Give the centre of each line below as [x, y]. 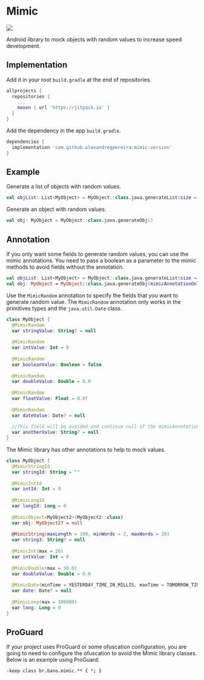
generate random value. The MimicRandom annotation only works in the [93, 301]
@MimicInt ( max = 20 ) [38, 551]
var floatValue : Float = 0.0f [50, 399]
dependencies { [25, 142]
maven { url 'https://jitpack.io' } [64, 108]
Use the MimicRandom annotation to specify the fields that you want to [92, 295]
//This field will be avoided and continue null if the [84, 427]
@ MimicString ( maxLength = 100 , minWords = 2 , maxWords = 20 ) [91, 534]
